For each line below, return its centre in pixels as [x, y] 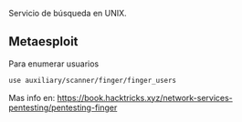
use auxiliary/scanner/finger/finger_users [93, 80]
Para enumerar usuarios [54, 64]
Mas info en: [32, 97]
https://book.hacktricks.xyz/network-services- [145, 97]
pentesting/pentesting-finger [63, 107]
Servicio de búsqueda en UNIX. [68, 13]
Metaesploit [43, 41]
